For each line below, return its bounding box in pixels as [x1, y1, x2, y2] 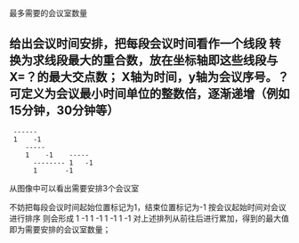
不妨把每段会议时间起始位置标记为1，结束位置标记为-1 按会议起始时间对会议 [9, 201, 287, 212]
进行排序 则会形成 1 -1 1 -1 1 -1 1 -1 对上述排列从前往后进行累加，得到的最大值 [9, 213, 289, 223]
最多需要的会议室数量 [9, 8, 87, 18]
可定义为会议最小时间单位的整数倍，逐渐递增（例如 [9, 86, 290, 101]
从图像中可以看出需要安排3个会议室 [9, 182, 140, 193]
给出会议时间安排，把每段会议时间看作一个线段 [9, 36, 267, 52]
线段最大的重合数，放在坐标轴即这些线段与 [44, 53, 279, 69]
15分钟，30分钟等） [9, 103, 119, 118]
